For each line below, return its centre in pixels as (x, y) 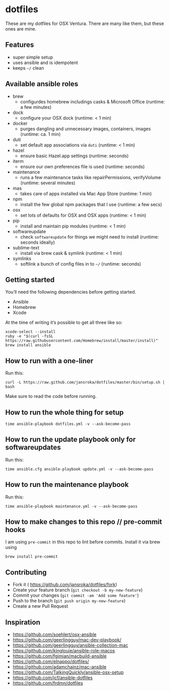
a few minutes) (36, 107)
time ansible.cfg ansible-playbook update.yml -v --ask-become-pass (79, 469)
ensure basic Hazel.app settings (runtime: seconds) (74, 156)
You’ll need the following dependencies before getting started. (71, 292)
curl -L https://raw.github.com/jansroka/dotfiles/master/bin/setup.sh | (85, 383)
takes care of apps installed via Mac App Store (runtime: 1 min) (86, 193)
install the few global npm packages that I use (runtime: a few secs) (91, 204)
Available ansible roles (42, 84)
